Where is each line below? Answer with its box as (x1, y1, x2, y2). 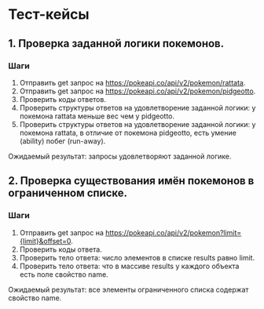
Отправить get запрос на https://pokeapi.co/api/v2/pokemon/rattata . (19, 78, 246, 87)
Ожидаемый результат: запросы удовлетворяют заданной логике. (8, 151, 232, 161)
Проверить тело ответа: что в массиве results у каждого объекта (19, 261, 240, 271)
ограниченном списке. (8, 187, 128, 200)
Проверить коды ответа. (19, 245, 102, 254)
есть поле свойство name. (19, 269, 108, 279)
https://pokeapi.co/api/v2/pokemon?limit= (104, 227, 242, 237)
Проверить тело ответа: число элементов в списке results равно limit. (19, 253, 255, 262)
